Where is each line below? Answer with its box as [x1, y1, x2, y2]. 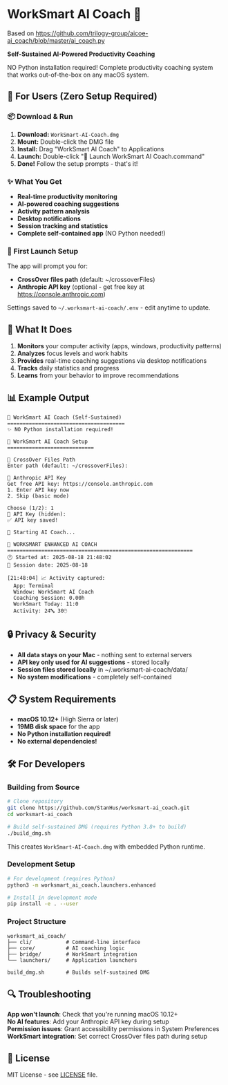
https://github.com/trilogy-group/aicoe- [35, 29, 149, 37]
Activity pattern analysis [17, 207, 90, 215]
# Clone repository [7, 798, 64, 805]
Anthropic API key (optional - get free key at [17, 283, 145, 291]
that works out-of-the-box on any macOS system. [7, 70, 149, 79]
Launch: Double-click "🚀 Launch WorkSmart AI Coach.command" [17, 152, 205, 160]
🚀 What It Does [7, 323, 73, 335]
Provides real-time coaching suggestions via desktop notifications [17, 357, 207, 365]
